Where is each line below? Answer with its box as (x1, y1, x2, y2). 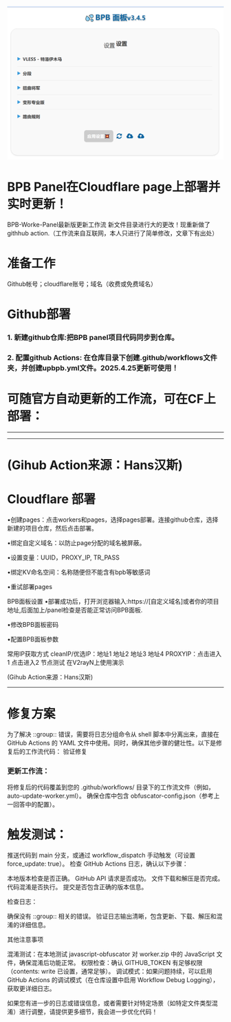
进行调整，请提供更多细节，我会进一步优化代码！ (19, 1008, 158, 1016)
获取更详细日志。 (7, 984, 56, 992)
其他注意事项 (7, 935, 43, 944)
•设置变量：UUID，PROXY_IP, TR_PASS (7, 553, 120, 562)
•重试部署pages (7, 582, 53, 590)
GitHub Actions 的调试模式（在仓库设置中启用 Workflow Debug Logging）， (7, 975, 219, 983)
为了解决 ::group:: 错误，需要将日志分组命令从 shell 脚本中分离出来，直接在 (7, 730, 220, 738)
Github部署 (7, 306, 71, 322)
